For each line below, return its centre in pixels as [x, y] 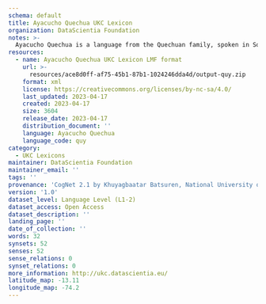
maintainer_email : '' [44, 170]
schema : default [35, 15]
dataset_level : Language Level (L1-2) [72, 199]
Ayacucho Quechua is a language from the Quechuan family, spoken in [132, 45]
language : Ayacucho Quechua [68, 133]
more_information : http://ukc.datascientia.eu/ [88, 273]
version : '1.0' [33, 192]
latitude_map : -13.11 [44, 281]
